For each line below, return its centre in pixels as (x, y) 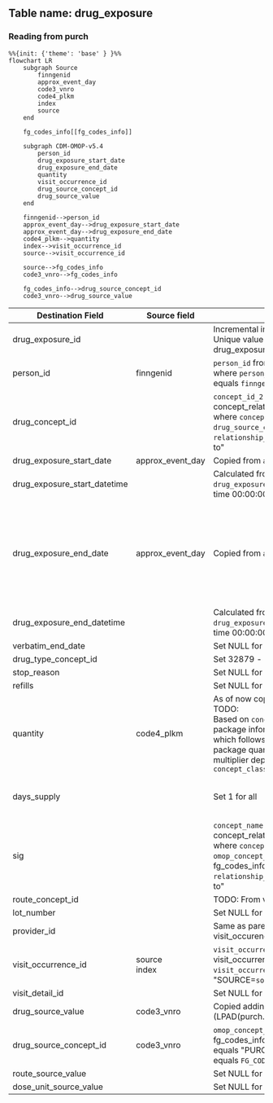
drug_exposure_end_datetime (69, 622)
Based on (231, 718)
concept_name (238, 825)
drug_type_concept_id (55, 659)
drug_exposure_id (47, 339)
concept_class (240, 769)
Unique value (238, 339)
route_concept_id (45, 899)
